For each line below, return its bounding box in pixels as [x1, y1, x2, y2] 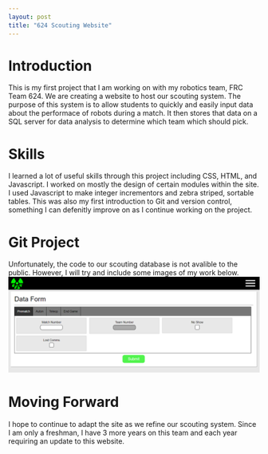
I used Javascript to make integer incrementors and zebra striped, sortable [8, 188, 254, 198]
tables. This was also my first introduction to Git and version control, [8, 196, 233, 207]
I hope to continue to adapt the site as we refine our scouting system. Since [8, 420, 257, 429]
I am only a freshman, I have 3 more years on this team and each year [8, 428, 238, 438]
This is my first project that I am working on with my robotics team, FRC [8, 83, 243, 93]
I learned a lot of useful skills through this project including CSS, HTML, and [8, 172, 258, 181]
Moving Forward [8, 393, 120, 411]
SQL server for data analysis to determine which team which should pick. [8, 116, 249, 127]
